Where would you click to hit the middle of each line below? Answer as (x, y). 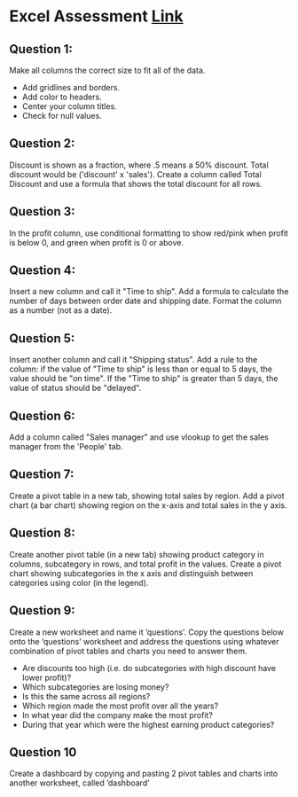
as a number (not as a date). (61, 310)
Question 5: (42, 338)
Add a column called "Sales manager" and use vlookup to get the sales (139, 437)
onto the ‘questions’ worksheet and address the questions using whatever (144, 641)
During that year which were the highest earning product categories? (148, 724)
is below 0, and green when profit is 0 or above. (97, 242)
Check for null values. (62, 116)
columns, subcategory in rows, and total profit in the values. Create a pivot (145, 564)
